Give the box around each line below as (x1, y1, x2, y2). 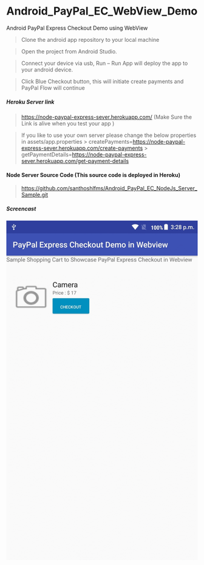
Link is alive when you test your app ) (21, 119, 115, 127)
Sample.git (21, 191, 49, 198)
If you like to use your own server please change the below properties (21, 132, 197, 139)
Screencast (6, 205, 36, 212)
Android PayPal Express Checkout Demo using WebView (6, 24, 148, 32)
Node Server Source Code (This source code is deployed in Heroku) (6, 171, 181, 178)
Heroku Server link (6, 98, 55, 105)
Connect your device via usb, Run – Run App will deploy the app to (21, 59, 188, 67)
